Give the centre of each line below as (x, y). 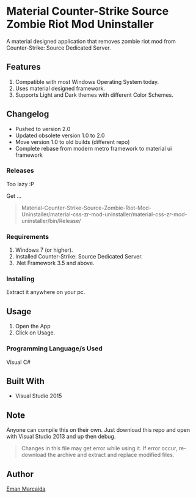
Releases (20, 171)
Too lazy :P (20, 184)
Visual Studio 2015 (38, 396)
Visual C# (18, 362)
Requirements (28, 236)
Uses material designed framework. (60, 88)
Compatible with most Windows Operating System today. (87, 81)
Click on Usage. (35, 333)
